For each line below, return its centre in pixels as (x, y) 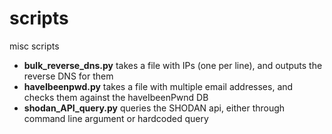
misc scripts (34, 46)
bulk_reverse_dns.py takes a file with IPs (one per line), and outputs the (173, 65)
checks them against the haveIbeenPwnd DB (116, 97)
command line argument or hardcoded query (116, 118)
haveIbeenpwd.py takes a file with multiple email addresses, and (158, 86)
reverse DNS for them (68, 76)
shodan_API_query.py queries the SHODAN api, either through (154, 108)
